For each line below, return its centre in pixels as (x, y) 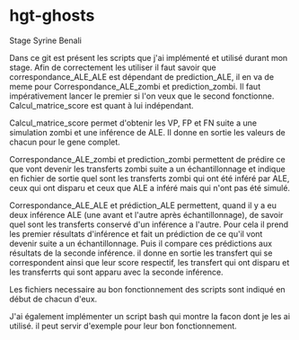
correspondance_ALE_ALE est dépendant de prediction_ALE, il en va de (142, 76)
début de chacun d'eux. (53, 299)
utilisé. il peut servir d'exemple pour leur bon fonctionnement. (123, 326)
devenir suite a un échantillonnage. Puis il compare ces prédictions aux (141, 243)
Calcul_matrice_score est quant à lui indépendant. (102, 105)
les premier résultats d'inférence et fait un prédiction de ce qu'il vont (136, 233)
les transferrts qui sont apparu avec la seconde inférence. (116, 272)
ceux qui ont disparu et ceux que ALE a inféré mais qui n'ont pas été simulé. (149, 187)
